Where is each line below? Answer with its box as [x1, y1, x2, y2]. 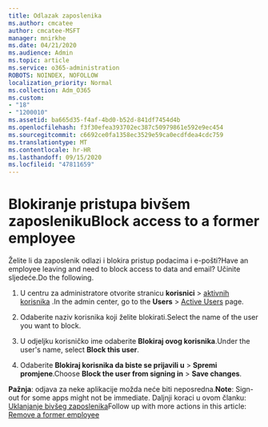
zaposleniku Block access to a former [8, 212, 260, 231]
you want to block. [19, 321, 82, 331]
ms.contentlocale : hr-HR [8, 146, 91, 154]
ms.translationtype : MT [8, 138, 88, 147]
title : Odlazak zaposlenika [8, 11, 102, 20]
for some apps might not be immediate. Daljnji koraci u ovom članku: [21, 393, 246, 403]
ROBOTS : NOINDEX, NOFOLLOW [8, 71, 98, 79]
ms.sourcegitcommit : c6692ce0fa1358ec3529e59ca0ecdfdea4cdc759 [8, 131, 224, 139]
